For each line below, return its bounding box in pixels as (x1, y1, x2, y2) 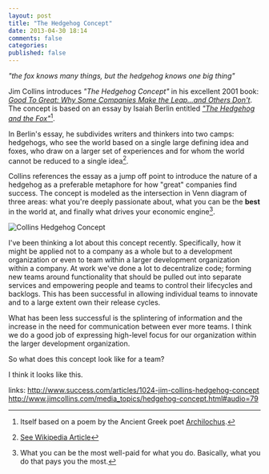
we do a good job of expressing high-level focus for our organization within (8, 330, 257, 339)
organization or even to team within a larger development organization (8, 254, 240, 265)
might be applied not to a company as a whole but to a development (8, 246, 233, 256)
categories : (8, 42, 48, 50)
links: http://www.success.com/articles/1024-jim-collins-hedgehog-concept (8, 385, 260, 395)
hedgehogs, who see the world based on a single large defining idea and (8, 137, 249, 147)
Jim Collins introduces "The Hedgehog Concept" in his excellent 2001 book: (8, 87, 259, 96)
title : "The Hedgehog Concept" (8, 19, 113, 27)
